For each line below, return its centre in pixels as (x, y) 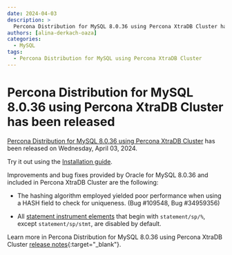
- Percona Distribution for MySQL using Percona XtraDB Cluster (108, 59)
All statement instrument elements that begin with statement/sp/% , (111, 216)
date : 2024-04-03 (32, 13)
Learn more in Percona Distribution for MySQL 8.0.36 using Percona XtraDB (115, 237)
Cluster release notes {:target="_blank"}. (64, 244)
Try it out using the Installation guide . (60, 161)
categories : (24, 39)
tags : (15, 52)
